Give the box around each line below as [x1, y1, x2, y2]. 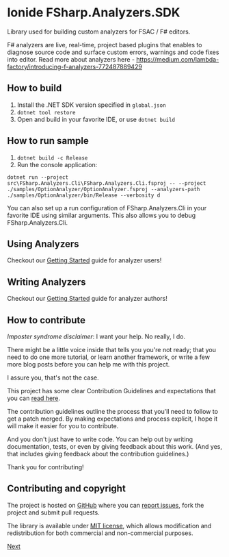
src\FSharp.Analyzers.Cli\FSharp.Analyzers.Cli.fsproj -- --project [7, 180, 206, 186]
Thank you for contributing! [7, 463, 84, 471]
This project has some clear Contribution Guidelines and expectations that [7, 387, 217, 395]
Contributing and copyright [7, 483, 126, 495]
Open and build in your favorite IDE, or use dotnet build [16, 115, 176, 123]
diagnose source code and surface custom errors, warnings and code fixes [7, 48, 219, 56]
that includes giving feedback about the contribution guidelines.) [7, 450, 189, 458]
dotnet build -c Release [16, 154, 88, 162]
